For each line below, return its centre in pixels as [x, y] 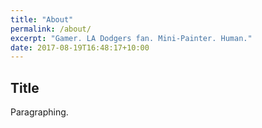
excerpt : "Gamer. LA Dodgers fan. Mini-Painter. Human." [131, 38]
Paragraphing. [39, 112]
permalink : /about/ [51, 29]
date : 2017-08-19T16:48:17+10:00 [80, 47]
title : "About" [42, 19]
